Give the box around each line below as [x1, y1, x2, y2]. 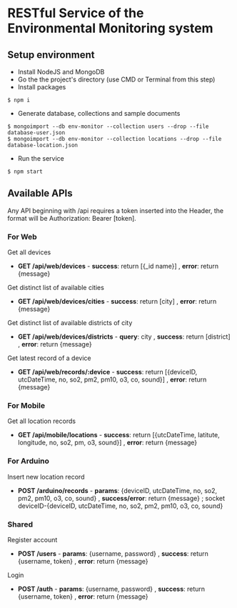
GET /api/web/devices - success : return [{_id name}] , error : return [17, 262, 219, 271]
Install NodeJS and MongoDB [17, 68, 105, 76]
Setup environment [7, 49, 95, 61]
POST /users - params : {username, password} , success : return [17, 549, 209, 558]
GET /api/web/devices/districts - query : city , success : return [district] [17, 332, 231, 341]
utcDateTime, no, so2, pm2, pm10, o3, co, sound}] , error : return [17, 375, 207, 384]
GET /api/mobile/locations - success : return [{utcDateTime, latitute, [17, 431, 220, 439]
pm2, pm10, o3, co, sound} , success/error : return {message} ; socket [17, 494, 226, 502]
